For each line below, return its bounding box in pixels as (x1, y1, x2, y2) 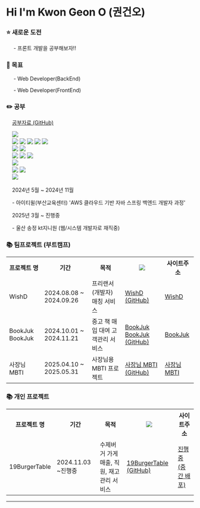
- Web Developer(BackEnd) (13, 75, 81, 82)
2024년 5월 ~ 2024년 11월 (11, 186, 74, 194)
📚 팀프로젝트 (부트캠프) (6, 241, 71, 249)
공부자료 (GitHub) (11, 119, 54, 126)
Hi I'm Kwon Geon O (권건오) (6, 5, 146, 19)
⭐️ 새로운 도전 (6, 28, 42, 36)
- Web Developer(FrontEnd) (13, 86, 82, 94)
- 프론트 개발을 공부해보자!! (13, 45, 76, 52)
